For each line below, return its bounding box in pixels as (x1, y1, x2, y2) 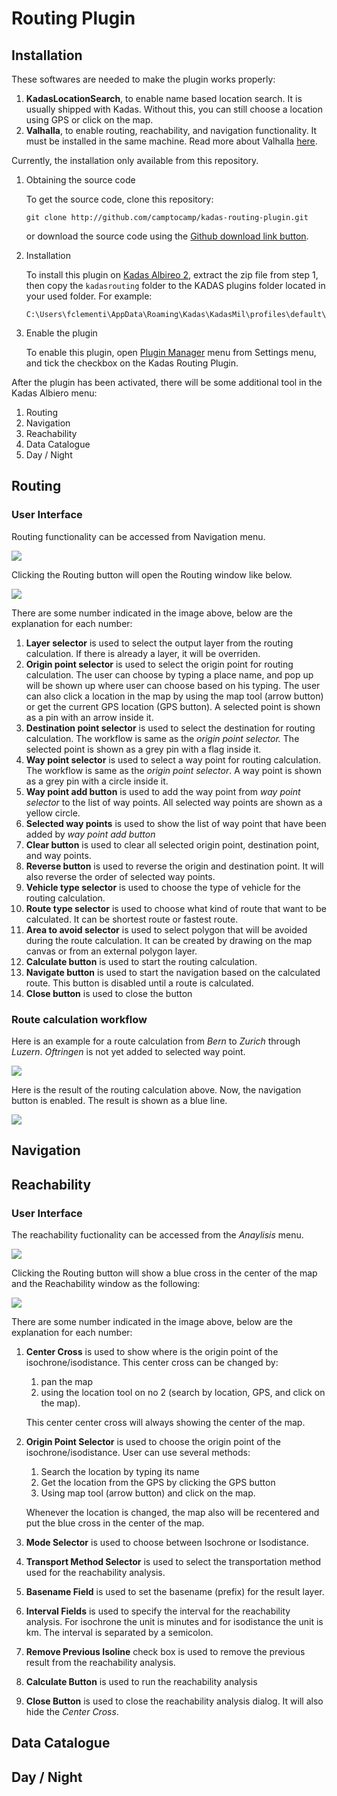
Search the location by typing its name (40, 1466, 200, 1478)
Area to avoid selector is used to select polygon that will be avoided (25, 923, 308, 936)
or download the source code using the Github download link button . (25, 230, 309, 242)
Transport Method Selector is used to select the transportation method (25, 1556, 322, 1568)
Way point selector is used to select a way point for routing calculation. (25, 753, 322, 766)
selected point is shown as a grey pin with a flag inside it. (25, 743, 262, 755)
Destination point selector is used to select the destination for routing (25, 722, 316, 734)
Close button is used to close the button (25, 987, 193, 999)
